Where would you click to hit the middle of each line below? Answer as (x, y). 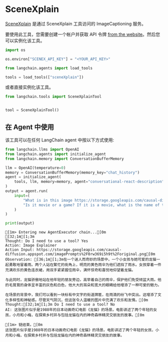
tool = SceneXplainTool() (32, 110)
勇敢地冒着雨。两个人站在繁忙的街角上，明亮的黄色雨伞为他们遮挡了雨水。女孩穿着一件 (85, 265)
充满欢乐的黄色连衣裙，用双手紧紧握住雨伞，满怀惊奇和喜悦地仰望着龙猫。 (70, 270)
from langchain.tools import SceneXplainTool (53, 97)
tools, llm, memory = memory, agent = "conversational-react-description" (89, 182)
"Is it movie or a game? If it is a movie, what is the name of (91, 205)
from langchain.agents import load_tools (49, 68)
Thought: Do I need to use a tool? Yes (47, 241)
